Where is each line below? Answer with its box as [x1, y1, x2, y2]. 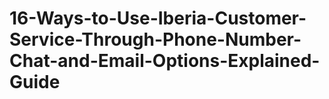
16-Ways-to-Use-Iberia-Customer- [9, 7, 307, 30]
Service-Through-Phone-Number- [9, 28, 302, 51]
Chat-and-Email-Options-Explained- [9, 50, 321, 72]
